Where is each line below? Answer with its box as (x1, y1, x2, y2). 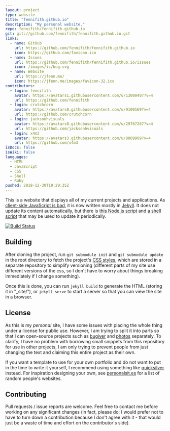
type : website (5, 12, 36, 17)
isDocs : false (5, 145, 36, 150)
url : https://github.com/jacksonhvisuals (14, 126, 103, 131)
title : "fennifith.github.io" (5, 17, 70, 22)
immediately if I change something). (5, 273, 80, 279)
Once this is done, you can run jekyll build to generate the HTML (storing (5, 283, 162, 289)
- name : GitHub (10, 41, 42, 46)
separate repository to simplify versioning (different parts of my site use (5, 262, 156, 268)
